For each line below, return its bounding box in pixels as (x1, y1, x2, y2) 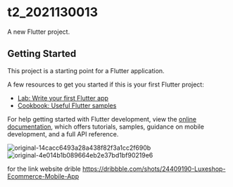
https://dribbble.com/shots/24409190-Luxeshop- (82, 165, 226, 173)
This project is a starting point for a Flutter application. (7, 66, 165, 75)
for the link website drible (7, 165, 81, 173)
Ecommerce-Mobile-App (7, 172, 80, 180)
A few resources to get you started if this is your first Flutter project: (7, 80, 204, 89)
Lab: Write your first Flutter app (17, 93, 109, 102)
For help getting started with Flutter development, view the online (7, 115, 197, 123)
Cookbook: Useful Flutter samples (17, 101, 117, 110)
